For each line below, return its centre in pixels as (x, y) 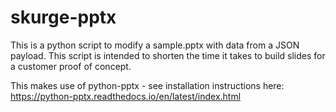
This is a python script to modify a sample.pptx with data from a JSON (155, 45)
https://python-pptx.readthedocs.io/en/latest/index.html (126, 96)
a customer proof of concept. (71, 66)
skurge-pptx (63, 17)
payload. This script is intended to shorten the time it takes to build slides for (168, 55)
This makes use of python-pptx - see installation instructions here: (147, 85)
